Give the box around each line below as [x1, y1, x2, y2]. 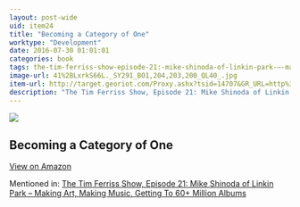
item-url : [9, 79, 46, 88]
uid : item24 [9, 21, 54, 30]
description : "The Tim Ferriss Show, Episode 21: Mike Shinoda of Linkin [9, 87, 290, 96]
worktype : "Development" [9, 37, 102, 47]
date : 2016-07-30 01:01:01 [9, 46, 110, 55]
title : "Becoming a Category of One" [9, 29, 150, 38]
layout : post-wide [9, 12, 78, 22]
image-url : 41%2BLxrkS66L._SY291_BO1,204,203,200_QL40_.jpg [9, 71, 238, 80]
